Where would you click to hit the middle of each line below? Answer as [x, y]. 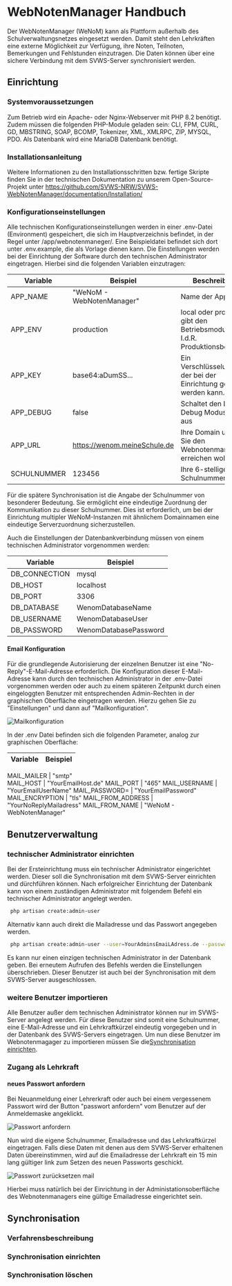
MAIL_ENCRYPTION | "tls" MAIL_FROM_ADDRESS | [80, 798]
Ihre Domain [200, 433]
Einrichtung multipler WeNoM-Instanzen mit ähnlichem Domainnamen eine [113, 517]
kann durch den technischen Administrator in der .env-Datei [117, 679]
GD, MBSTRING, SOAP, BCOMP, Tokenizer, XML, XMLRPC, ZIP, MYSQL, [109, 131]
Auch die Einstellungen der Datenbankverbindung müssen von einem [106, 538]
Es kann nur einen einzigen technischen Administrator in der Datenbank [109, 957]
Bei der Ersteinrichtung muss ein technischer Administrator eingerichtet [109, 869]
